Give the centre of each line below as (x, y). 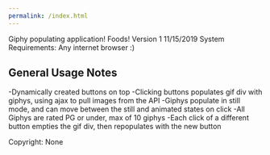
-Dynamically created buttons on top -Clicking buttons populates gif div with (135, 92)
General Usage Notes (63, 73)
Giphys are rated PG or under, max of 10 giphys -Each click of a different (129, 118)
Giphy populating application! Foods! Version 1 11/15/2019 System (116, 39)
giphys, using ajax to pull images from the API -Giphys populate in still (124, 101)
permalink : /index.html (48, 16)
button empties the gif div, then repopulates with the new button (115, 127)
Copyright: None (36, 142)
